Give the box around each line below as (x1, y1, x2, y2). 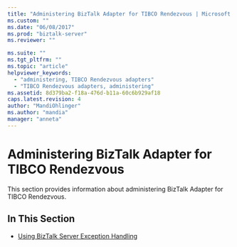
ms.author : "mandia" (7, 109, 69, 116)
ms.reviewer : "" (7, 37, 56, 44)
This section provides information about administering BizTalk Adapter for (7, 185, 223, 193)
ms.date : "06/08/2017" (7, 23, 75, 31)
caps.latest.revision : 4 (7, 96, 81, 103)
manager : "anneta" (7, 116, 62, 123)
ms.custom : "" (7, 17, 50, 24)
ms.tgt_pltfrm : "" (7, 56, 62, 64)
